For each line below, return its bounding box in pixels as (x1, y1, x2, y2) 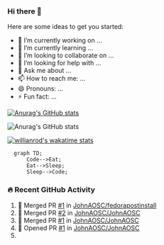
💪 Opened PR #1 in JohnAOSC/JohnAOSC (17, 223, 140, 232)
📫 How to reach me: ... (17, 74, 86, 83)
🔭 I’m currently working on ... (17, 36, 102, 45)
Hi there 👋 (7, 6, 43, 16)
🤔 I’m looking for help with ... (17, 59, 102, 67)
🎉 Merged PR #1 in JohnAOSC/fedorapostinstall (17, 201, 157, 210)
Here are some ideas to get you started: (7, 23, 124, 31)
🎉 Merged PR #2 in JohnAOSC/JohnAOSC (17, 208, 141, 217)
